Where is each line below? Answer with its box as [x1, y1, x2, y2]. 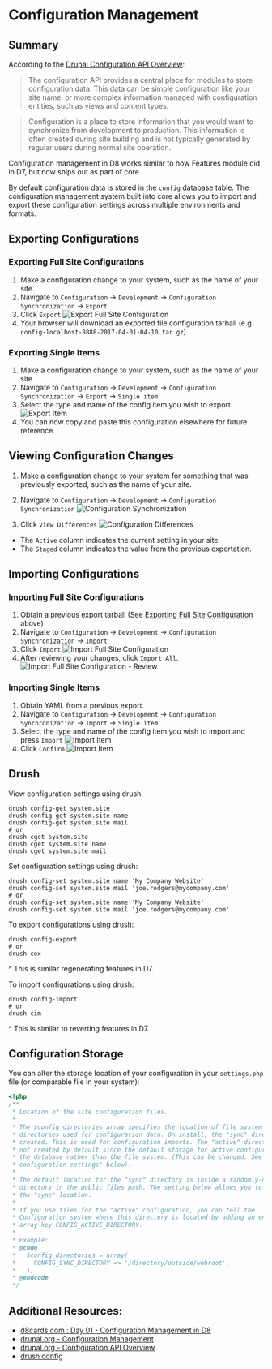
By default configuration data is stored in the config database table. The [8, 183, 249, 192]
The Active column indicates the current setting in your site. [19, 535, 221, 545]
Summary [8, 38, 59, 52]
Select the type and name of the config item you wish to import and [19, 726, 245, 736]
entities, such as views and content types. [28, 101, 169, 110]
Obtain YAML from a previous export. [19, 700, 144, 710]
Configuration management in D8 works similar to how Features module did [8, 158, 261, 168]
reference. [19, 425, 55, 435]
